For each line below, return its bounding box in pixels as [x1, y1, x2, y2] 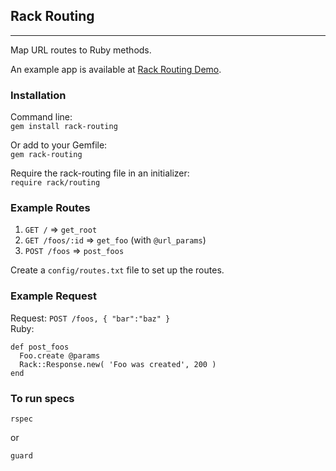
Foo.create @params [19, 350, 101, 361]
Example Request [10, 289, 97, 303]
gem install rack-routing [10, 122, 118, 132]
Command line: [10, 111, 73, 123]
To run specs [10, 391, 75, 405]
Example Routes [10, 201, 91, 215]
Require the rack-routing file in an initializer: [10, 167, 190, 179]
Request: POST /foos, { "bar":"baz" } [10, 312, 171, 324]
